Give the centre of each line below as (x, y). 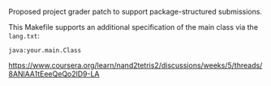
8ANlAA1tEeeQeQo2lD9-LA (54, 74)
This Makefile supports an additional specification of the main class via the (133, 27)
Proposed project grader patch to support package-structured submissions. (135, 12)
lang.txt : (24, 36)
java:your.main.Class (45, 51)
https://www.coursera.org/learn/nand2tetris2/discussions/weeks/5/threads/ (135, 65)
